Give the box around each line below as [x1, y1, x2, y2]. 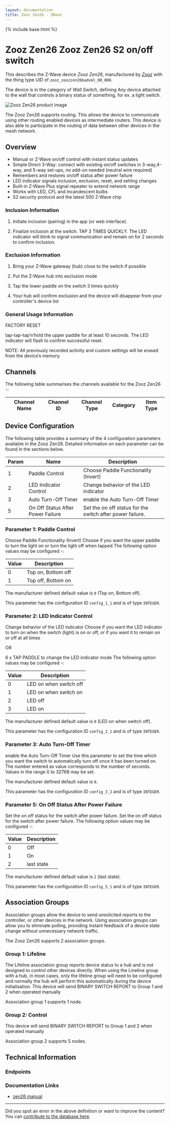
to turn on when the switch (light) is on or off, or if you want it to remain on [5, 630, 160, 636]
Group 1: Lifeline [5, 950, 46, 957]
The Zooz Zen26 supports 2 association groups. [5, 938, 106, 944]
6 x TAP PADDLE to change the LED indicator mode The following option [5, 654, 156, 661]
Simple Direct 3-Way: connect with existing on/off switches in [12, 162, 141, 168]
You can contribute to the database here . [5, 1113, 91, 1119]
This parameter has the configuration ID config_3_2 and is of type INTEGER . [5, 788, 160, 794]
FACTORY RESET [5, 322, 41, 328]
